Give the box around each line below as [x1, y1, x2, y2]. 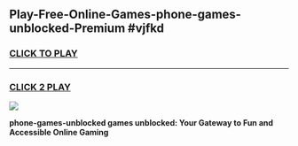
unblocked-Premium [9, 21, 126, 36]
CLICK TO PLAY [9, 48, 78, 60]
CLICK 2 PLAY [9, 81, 71, 93]
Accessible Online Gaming [9, 127, 109, 137]
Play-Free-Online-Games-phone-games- [9, 7, 242, 22]
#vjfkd [127, 21, 165, 36]
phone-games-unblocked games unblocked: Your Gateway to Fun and [9, 117, 273, 127]
